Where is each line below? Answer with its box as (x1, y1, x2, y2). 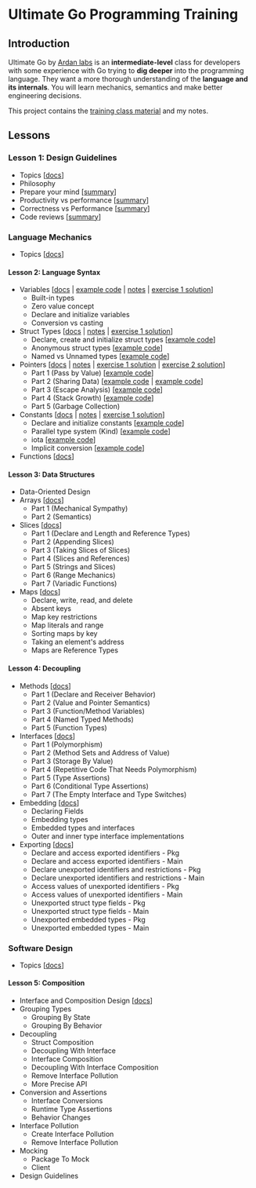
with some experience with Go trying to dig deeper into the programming (8, 66, 244, 75)
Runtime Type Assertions (31, 1105, 113, 1114)
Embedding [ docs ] (19, 798, 80, 807)
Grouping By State (31, 1013, 91, 1022)
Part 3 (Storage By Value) (31, 756, 114, 766)
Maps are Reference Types (31, 645, 119, 655)
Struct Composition (31, 1038, 94, 1047)
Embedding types (31, 814, 88, 824)
